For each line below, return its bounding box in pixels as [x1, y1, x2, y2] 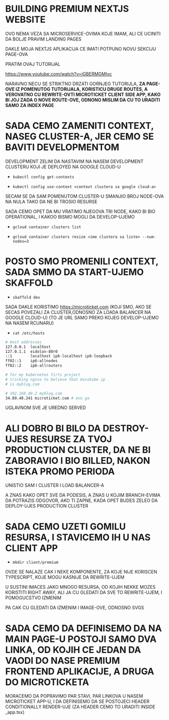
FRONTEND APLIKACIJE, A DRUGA [5, 665, 154, 677]
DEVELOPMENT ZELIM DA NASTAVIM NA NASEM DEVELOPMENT [5, 158, 144, 164]
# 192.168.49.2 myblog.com [5, 391, 62, 396]
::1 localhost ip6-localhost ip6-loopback [5, 353, 113, 359]
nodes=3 [12, 239, 29, 244]
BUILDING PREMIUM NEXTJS [5, 3, 129, 15]
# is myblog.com [5, 381, 40, 387]
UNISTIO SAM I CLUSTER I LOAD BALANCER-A [5, 482, 105, 488]
